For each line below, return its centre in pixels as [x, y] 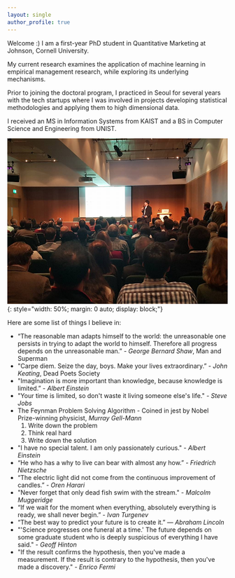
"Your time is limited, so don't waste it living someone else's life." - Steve [122, 395]
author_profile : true [39, 22]
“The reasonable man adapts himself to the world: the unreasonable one [121, 336]
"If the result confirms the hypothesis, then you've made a [101, 552]
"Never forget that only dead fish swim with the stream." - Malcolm [114, 492]
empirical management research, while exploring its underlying [98, 71]
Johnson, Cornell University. [48, 50]
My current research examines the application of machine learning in [107, 64]
